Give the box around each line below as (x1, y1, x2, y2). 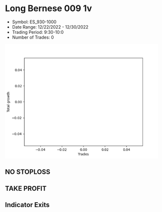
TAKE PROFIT (5, 184, 47, 193)
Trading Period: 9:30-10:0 (12, 29, 64, 35)
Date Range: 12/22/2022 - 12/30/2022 (12, 24, 89, 30)
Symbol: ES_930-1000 (12, 19, 57, 25)
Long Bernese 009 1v (5, 3, 92, 14)
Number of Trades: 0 (12, 34, 54, 40)
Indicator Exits (5, 201, 50, 209)
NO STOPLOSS (5, 168, 50, 176)
